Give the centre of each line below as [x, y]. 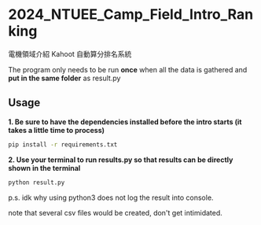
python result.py [37, 183]
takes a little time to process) [56, 130]
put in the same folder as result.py [64, 78]
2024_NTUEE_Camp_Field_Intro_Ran [131, 15]
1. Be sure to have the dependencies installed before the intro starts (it [125, 122]
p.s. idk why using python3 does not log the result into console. [111, 197]
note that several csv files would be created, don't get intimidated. [115, 212]
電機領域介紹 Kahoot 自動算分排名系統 [70, 53]
